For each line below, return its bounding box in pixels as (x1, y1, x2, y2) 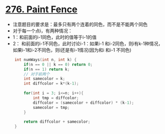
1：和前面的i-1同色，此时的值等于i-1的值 (12, 34, 97, 40)
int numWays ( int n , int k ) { (14, 57, 77, 62)
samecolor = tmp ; (32, 105, 70, 110)
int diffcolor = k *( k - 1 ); (24, 81, 79, 86)
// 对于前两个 (24, 71, 50, 76)
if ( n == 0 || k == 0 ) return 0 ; (24, 62, 93, 67)
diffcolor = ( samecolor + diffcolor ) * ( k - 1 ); (32, 100, 134, 105)
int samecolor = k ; (24, 76, 66, 82)
